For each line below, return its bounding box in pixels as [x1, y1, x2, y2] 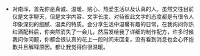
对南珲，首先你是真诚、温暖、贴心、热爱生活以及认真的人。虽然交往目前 [12, 5, 194, 12]
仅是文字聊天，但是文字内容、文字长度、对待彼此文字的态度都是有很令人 [12, 13, 194, 20]
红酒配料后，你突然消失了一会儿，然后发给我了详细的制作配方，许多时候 [12, 28, 194, 35]
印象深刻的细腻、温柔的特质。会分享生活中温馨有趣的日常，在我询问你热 [12, 21, 194, 27]
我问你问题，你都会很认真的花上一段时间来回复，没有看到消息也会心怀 [12, 36, 189, 43]
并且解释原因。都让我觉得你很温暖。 [17, 43, 109, 51]
